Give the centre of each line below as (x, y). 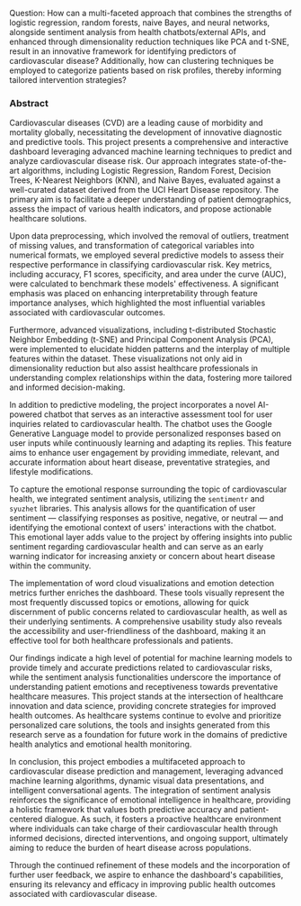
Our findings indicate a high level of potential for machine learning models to (151, 658)
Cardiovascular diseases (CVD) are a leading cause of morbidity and (136, 123)
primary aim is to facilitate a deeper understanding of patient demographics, (150, 199)
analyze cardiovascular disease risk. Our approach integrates (123, 161)
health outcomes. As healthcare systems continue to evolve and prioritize (145, 716)
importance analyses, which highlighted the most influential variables (137, 303)
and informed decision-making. (67, 387)
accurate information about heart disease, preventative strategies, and (140, 462)
